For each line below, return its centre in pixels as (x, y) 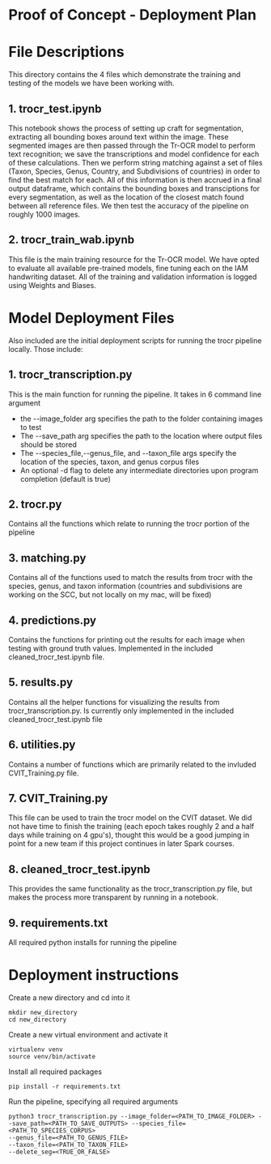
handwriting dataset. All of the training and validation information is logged (133, 277)
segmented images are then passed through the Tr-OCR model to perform (132, 145)
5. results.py (41, 683)
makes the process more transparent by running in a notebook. (113, 897)
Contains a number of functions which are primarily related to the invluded (132, 764)
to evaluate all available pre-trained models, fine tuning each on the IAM (128, 268)
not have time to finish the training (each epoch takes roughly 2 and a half (131, 827)
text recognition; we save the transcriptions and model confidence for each (134, 154)
